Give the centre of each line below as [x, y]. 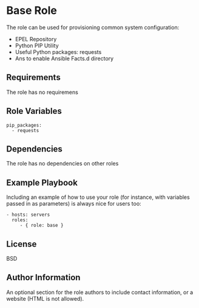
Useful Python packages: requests [58, 52]
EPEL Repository [36, 39]
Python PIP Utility [37, 45]
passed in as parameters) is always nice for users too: [74, 204]
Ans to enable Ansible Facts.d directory [64, 58]
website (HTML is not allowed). [45, 298]
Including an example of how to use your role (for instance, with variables [98, 197]
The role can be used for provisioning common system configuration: [93, 27]
